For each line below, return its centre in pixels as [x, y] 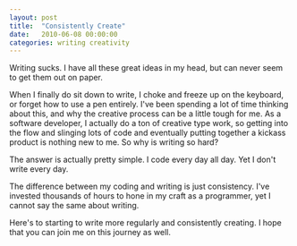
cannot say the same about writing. [74, 206]
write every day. [39, 169]
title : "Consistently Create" [68, 26]
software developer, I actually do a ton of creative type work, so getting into [149, 123]
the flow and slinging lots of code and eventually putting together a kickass [148, 133]
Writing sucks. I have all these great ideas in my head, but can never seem [146, 68]
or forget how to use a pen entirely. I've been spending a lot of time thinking [149, 105]
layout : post [34, 17]
